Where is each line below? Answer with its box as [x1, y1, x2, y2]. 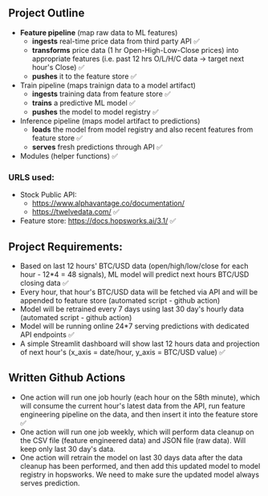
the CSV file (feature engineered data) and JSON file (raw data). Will [19, 435, 246, 445]
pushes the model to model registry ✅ [31, 107, 159, 116]
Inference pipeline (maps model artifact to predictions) [19, 116, 201, 125]
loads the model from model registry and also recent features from [31, 124, 254, 134]
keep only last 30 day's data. [19, 444, 116, 453]
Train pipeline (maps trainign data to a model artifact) [19, 80, 197, 90]
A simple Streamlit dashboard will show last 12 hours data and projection [19, 339, 260, 348]
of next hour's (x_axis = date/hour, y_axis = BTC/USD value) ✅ [19, 347, 226, 356]
